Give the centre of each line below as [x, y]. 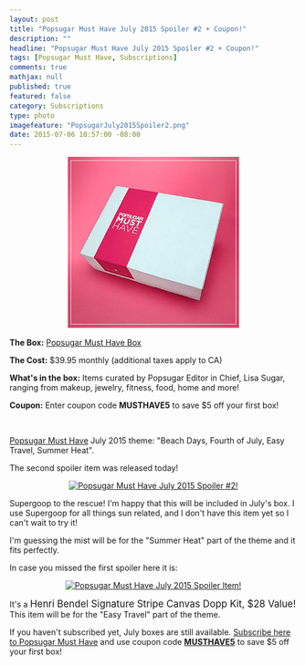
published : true [40, 87]
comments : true [38, 68]
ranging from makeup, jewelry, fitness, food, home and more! [125, 388]
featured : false [40, 96]
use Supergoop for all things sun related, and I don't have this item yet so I [149, 513]
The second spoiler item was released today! [94, 468]
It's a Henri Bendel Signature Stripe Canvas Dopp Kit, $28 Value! [153, 604]
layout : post [34, 19]
